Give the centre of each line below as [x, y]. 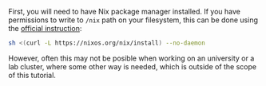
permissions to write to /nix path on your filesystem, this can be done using [133, 20]
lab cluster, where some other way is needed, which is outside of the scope [133, 66]
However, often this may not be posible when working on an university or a [131, 58]
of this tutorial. [32, 75]
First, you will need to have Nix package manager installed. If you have [125, 12]
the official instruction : [45, 28]
